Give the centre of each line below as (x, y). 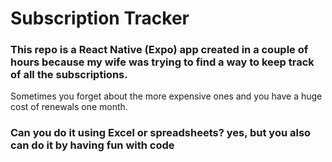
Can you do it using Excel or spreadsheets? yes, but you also (161, 133)
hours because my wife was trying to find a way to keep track (162, 62)
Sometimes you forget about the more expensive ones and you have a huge (166, 96)
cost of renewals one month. (69, 107)
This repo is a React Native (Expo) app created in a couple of (159, 50)
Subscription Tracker (100, 18)
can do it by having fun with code (92, 145)
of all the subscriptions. (69, 75)
